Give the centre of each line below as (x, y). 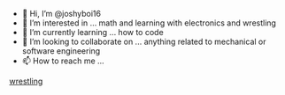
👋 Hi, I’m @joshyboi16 (62, 14)
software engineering (61, 51)
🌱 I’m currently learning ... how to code (92, 32)
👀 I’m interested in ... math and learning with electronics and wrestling (149, 23)
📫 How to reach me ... (63, 61)
